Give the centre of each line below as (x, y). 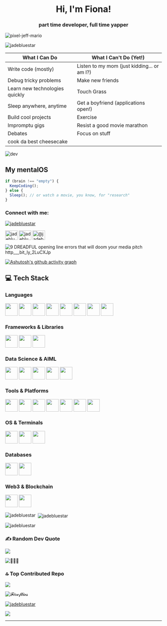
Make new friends (98, 80)
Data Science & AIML (31, 359)
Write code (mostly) (31, 69)
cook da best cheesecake (38, 142)
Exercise (87, 117)
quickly (16, 95)
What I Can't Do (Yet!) (118, 57)
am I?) (84, 72)
